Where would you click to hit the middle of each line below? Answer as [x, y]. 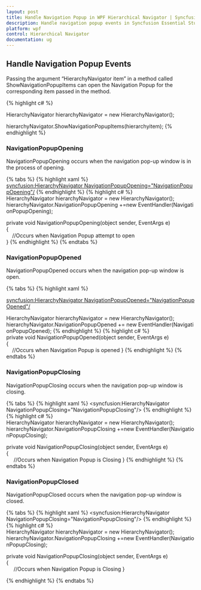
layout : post [22, 12]
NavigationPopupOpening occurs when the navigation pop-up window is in [99, 161]
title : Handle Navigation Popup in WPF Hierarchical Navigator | [89, 17]
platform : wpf [24, 29]
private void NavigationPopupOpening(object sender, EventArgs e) [88, 223]
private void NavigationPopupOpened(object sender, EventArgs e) [88, 338]
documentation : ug [29, 40]
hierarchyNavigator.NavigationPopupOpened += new [71, 324]
